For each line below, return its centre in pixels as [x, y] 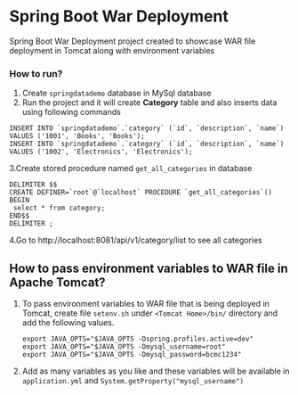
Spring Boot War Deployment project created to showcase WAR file [133, 41]
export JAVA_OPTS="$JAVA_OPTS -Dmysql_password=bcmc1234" [132, 355]
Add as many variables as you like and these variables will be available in [156, 371]
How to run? [36, 73]
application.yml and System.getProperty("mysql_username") [133, 381]
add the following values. [68, 323]
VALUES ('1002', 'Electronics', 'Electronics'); [101, 152]
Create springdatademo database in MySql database [117, 93]
